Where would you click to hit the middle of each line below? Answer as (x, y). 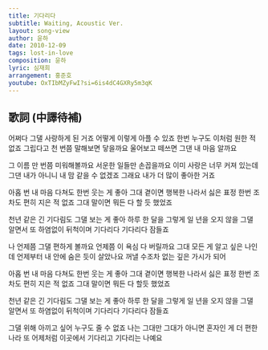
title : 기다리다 (32, 16)
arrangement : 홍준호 (40, 75)
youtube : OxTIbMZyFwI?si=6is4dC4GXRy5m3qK (80, 83)
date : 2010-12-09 (37, 46)
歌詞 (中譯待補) (45, 117)
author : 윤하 (28, 38)
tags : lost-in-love (41, 53)
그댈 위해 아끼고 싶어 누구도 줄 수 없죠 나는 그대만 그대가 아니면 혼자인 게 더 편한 (133, 328)
